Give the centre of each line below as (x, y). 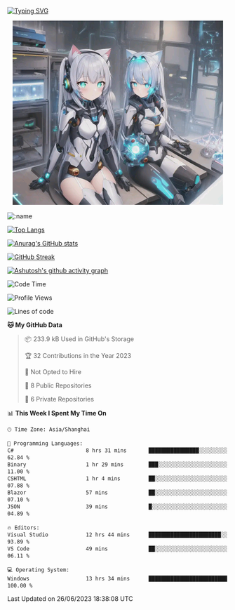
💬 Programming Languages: (45, 444)
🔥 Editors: (23, 528)
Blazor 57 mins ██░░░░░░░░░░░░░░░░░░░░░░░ (117, 493)
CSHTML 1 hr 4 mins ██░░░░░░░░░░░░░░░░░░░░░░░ (117, 479)
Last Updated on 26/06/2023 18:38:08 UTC (70, 599)
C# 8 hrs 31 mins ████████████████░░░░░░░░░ (117, 451)
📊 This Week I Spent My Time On (57, 413)
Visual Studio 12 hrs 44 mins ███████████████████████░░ (117, 535)
